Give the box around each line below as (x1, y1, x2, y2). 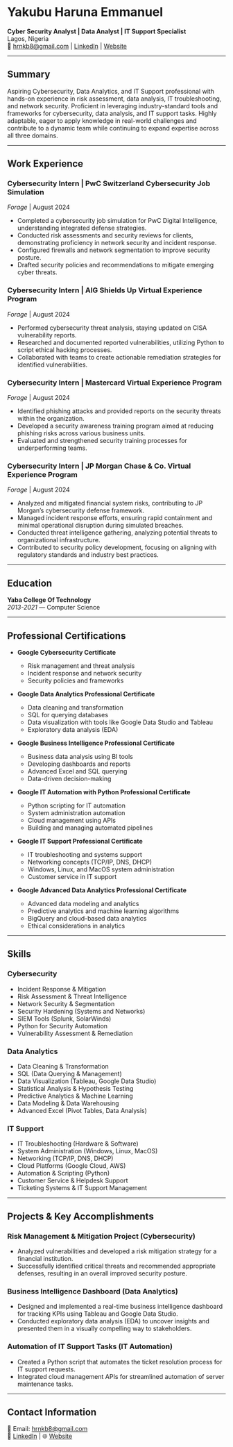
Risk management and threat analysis (27, 661, 135, 670)
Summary (7, 69, 51, 81)
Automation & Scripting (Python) (17, 1169, 110, 1178)
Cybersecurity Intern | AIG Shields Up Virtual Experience (7, 285, 202, 295)
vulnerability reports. (17, 331, 77, 339)
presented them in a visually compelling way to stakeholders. (17, 1324, 192, 1333)
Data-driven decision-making (27, 774, 112, 783)
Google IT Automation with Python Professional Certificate (17, 787, 191, 796)
